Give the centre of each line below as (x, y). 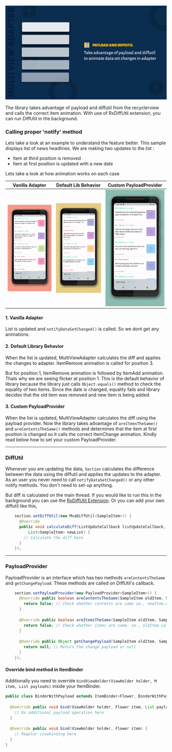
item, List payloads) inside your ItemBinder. (53, 686)
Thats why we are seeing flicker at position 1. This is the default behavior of (85, 378)
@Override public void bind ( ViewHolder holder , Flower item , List (82, 707)
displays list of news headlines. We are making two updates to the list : (80, 149)
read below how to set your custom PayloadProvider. (61, 440)
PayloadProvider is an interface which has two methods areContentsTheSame (85, 577)
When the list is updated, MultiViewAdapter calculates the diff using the (81, 417)
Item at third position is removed (47, 158)
